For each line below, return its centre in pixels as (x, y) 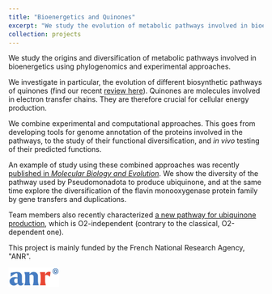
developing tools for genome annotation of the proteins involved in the (125, 132)
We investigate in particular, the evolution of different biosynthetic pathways (135, 82)
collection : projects (45, 34)
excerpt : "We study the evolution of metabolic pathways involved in (128, 25)
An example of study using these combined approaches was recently (124, 165)
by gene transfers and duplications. (68, 199)
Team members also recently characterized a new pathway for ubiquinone (132, 215)
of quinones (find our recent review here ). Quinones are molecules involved (134, 91)
